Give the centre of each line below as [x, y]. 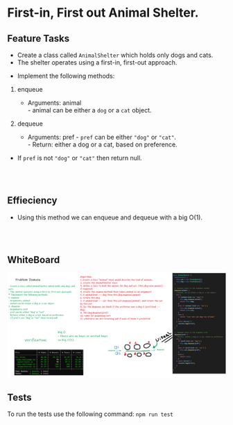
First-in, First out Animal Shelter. [103, 13]
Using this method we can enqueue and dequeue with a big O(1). [110, 217]
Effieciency [32, 200]
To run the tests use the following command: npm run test [90, 414]
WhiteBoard [34, 260]
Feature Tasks [38, 39]
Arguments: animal [54, 103]
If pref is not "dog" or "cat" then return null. [79, 158]
